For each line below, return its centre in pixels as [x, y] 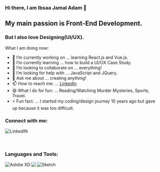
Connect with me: [27, 120]
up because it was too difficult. [43, 108]
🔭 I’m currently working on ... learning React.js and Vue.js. [70, 57]
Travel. [19, 95]
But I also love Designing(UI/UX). [44, 37]
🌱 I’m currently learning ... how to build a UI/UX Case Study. [72, 62]
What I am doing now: [27, 48]
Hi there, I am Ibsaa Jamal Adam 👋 [46, 8]
